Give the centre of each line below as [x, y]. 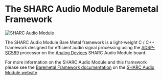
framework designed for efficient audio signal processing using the [73, 47]
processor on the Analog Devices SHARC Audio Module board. [83, 53]
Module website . [22, 72]
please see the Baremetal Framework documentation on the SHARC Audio [80, 67]
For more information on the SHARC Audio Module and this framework [76, 62]
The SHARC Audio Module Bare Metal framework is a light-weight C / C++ [80, 42]
